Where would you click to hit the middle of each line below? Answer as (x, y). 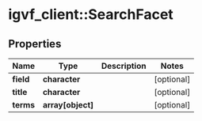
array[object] (68, 105)
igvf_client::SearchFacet (91, 15)
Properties (35, 44)
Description (124, 66)
